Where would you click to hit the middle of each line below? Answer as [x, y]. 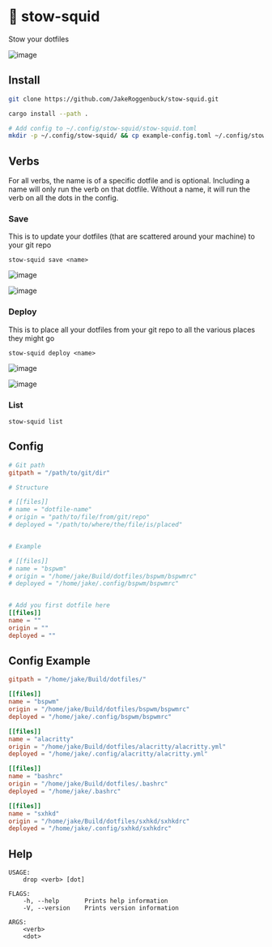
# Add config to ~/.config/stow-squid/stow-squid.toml [103, 128]
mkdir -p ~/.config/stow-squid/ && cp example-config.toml [110, 136]
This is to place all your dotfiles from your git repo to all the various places [132, 329]
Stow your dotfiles [39, 39]
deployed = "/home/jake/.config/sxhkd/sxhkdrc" [90, 829]
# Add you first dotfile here [59, 605]
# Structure [28, 487]
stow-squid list [36, 421]
